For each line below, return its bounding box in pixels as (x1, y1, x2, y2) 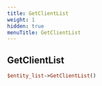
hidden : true (7, 23, 44, 29)
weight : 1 (7, 16, 36, 23)
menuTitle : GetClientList (7, 29, 81, 36)
